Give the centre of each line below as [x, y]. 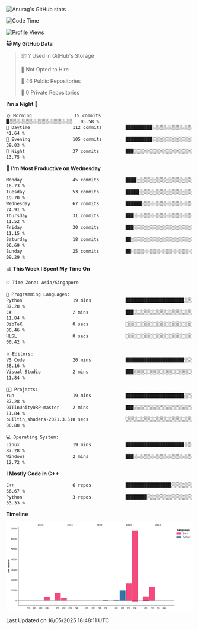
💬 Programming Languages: [38, 294]
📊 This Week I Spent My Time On [48, 269]
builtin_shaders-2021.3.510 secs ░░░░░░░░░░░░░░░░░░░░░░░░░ [99, 419]
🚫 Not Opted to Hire [45, 69]
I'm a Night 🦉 [22, 104]
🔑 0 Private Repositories [50, 93]
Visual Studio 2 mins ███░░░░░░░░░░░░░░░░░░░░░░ [99, 372]
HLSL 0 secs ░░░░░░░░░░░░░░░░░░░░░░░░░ [99, 336]
